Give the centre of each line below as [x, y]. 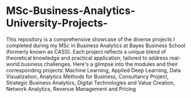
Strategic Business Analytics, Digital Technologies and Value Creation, [91, 82]
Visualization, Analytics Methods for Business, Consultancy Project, [87, 76]
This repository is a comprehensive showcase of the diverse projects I [91, 39]
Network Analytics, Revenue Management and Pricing [71, 89]
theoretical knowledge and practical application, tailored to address [87, 58]
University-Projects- [57, 23]
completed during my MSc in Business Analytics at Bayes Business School [96, 45]
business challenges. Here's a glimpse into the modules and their [99, 64]
